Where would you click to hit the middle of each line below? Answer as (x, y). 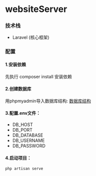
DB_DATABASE (28, 135)
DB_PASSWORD (29, 146)
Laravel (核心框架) (31, 37)
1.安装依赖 (16, 64)
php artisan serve (24, 169)
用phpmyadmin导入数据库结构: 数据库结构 (48, 101)
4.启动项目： (18, 158)
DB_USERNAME (28, 141)
